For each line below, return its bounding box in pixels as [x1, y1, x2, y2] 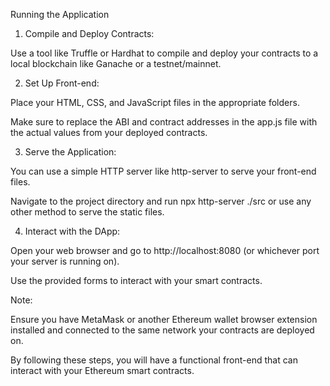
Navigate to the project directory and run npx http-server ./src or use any [10, 195, 312, 207]
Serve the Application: [24, 146, 117, 158]
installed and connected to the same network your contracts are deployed [10, 324, 315, 336]
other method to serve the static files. [10, 206, 165, 218]
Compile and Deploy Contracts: [24, 28, 155, 39]
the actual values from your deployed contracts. [10, 127, 208, 138]
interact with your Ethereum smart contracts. [10, 365, 195, 376]
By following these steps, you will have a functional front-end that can [10, 354, 298, 366]
